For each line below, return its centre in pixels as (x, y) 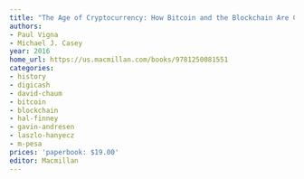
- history (28, 77)
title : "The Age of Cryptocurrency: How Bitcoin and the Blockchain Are (149, 18)
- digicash (30, 85)
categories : (32, 69)
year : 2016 (30, 52)
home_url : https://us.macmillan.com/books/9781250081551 (119, 60)
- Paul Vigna (34, 34)
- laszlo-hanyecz (42, 136)
